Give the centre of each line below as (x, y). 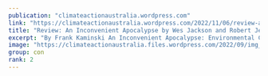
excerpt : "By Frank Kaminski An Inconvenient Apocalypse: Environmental (132, 38)
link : (17, 23)
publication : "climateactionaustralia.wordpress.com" (100, 15)
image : (19, 45)
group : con (26, 52)
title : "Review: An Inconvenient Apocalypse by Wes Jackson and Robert (130, 30)
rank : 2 (21, 60)
